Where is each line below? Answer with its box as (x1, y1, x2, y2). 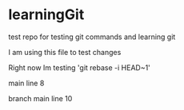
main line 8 (8, 78, 45, 88)
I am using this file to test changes (8, 47, 122, 57)
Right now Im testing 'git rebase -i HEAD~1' (8, 62, 150, 73)
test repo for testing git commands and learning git (8, 32, 176, 41)
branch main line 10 (8, 93, 73, 103)
